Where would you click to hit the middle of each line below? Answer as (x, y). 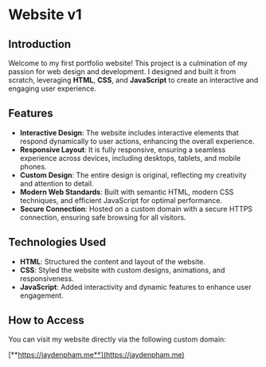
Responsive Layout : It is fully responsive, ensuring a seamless (123, 150)
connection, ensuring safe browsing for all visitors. (103, 217)
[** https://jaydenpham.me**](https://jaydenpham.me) (96, 355)
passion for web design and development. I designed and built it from (122, 72)
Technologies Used (57, 242)
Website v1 (45, 15)
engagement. (41, 295)
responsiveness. (47, 278)
